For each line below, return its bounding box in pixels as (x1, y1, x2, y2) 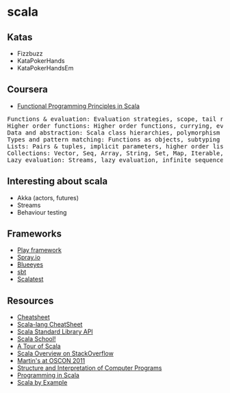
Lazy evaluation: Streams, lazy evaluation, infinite (7, 156, 192, 164)
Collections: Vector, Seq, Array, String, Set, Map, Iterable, (7, 149, 224, 157)
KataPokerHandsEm (16, 64, 74, 72)
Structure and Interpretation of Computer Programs (16, 364, 162, 372)
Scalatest (16, 275, 44, 284)
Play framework (16, 246, 62, 254)
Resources (7, 295, 54, 306)
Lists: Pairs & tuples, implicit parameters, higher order (7, 142, 210, 150)
